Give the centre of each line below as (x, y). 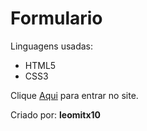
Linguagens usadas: (52, 46)
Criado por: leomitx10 (56, 114)
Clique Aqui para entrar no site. (74, 95)
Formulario (56, 18)
